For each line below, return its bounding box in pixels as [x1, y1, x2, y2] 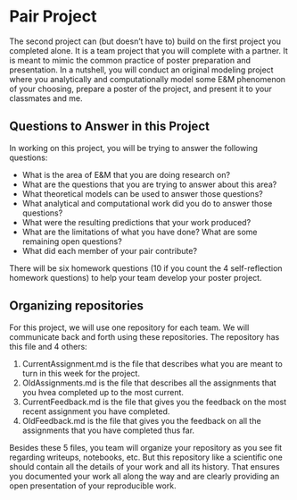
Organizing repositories [9, 298, 144, 314]
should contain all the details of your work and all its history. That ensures [9, 461, 280, 471]
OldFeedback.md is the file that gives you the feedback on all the [21, 415, 261, 426]
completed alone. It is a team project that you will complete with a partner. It [9, 45, 288, 55]
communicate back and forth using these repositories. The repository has [9, 331, 280, 342]
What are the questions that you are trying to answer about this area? [21, 179, 277, 190]
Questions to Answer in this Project [9, 119, 210, 134]
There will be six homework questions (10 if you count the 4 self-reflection [9, 262, 283, 274]
